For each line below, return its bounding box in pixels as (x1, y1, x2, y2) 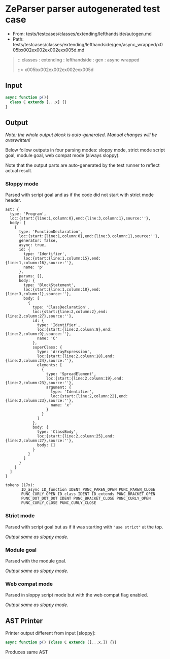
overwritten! (5, 137, 30, 143)
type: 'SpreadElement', (46, 371, 96, 376)
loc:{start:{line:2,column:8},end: (37, 327, 113, 332)
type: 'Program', (10, 211, 47, 216)
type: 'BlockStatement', (23, 283, 76, 288)
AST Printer (5, 616, 43, 625)
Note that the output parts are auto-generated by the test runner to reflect (5, 162, 160, 168)
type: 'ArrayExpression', (37, 349, 92, 355)
